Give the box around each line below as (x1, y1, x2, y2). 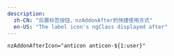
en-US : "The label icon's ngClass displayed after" (13, 23, 168, 30)
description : (7, 10, 46, 17)
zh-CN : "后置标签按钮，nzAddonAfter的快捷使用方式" (13, 17, 153, 24)
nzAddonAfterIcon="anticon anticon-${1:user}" (7, 43, 146, 50)
